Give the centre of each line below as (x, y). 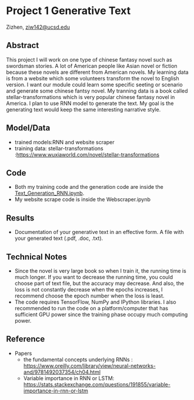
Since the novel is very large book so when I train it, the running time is (100, 271)
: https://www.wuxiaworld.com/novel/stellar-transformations (87, 154)
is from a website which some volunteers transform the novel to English (93, 78)
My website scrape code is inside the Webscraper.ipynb (83, 199)
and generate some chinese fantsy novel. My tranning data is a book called (97, 91)
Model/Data (28, 128)
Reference (26, 339)
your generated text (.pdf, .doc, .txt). (59, 238)
